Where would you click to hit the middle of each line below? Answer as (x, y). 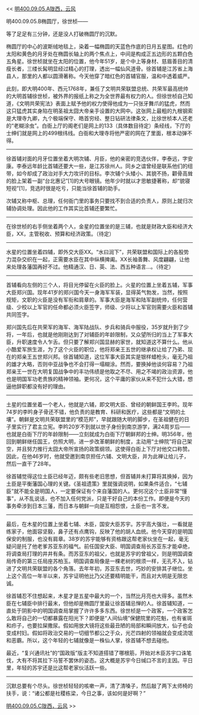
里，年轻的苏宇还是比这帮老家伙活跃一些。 (58, 668)
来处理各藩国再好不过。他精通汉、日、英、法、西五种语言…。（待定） (90, 267)
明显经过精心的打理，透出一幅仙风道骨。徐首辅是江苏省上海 (120, 69)
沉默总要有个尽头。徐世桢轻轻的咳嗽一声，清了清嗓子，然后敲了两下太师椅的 (99, 686)
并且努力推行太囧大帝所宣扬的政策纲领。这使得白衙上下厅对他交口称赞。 (105, 449)
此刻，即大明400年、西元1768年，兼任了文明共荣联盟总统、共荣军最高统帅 (97, 89)
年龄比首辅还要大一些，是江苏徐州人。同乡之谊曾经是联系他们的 (110, 166)
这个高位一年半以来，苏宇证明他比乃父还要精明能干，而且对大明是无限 (97, 576)
